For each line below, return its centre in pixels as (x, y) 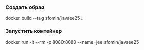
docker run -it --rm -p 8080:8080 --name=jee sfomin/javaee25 (72, 42)
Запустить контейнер (34, 31)
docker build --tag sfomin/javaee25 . (44, 18)
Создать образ (25, 7)
